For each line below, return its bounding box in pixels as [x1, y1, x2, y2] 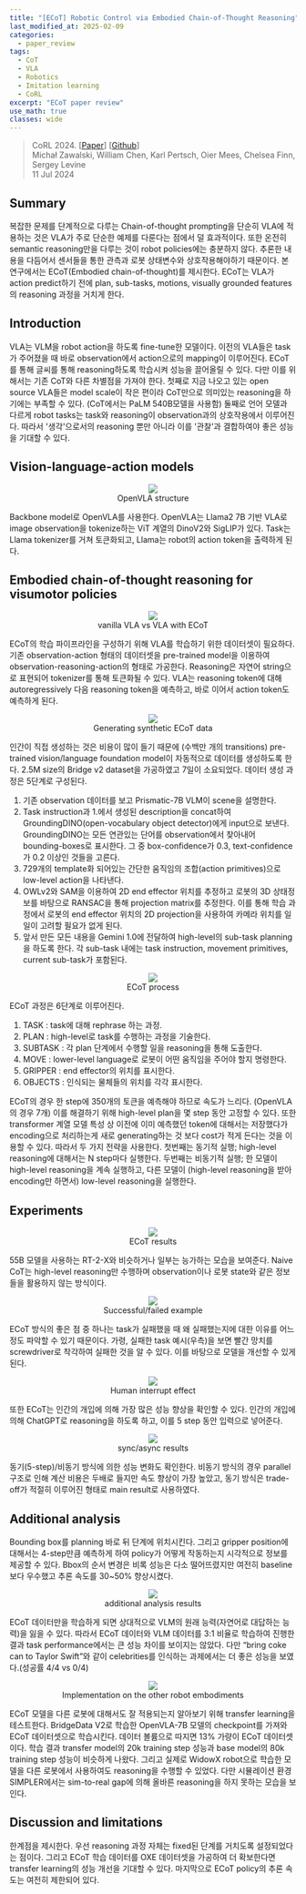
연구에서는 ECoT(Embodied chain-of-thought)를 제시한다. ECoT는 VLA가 [9, 266, 275, 277]
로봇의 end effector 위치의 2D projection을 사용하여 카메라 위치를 [46, 909, 282, 920]
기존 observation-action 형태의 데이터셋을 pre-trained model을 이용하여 [9, 650, 270, 661]
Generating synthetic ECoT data [93, 723, 213, 734]
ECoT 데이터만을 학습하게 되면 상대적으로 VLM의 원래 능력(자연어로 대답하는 [9, 1617, 280, 1627]
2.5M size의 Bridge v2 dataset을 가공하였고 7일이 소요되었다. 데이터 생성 [21, 764, 284, 775]
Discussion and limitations [9, 1815, 163, 1830]
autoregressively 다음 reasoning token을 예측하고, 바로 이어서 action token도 [9, 684, 290, 695]
